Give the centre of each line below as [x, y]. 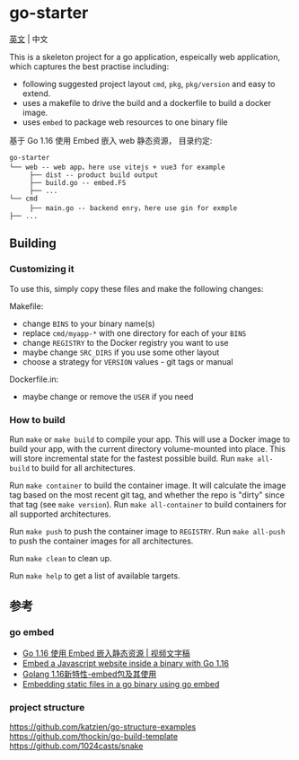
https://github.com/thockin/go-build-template [93, 736]
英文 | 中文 [29, 39]
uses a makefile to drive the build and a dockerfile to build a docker [147, 102]
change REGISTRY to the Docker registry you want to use [125, 342]
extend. [36, 93]
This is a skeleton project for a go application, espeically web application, [145, 57]
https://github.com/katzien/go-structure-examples [103, 727]
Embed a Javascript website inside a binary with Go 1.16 [125, 663]
